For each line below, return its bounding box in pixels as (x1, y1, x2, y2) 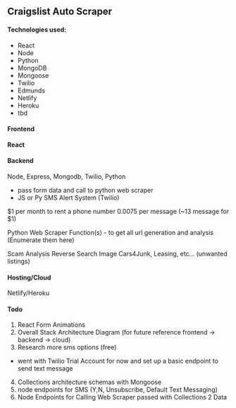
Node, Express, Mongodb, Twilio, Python (7, 172, 126, 181)
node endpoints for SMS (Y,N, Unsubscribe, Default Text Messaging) (17, 385, 218, 394)
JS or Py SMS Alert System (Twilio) (17, 193, 120, 202)
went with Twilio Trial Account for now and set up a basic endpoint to (17, 356, 218, 366)
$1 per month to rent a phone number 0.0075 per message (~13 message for (7, 208, 230, 215)
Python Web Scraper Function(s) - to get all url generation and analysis (7, 229, 213, 236)
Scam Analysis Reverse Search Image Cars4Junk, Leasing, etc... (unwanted (7, 250, 228, 258)
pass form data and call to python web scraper (17, 186, 154, 194)
